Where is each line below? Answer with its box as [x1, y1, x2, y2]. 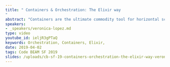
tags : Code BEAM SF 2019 [5, 49, 58, 54]
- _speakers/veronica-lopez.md [5, 26, 71, 31]
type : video [5, 31, 30, 36]
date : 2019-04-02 [5, 45, 42, 50]
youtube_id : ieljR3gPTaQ [5, 36, 58, 41]
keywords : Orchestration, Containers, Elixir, [5, 40, 105, 45]
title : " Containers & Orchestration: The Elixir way [5, 7, 121, 13]
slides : [5, 54, 22, 59]
